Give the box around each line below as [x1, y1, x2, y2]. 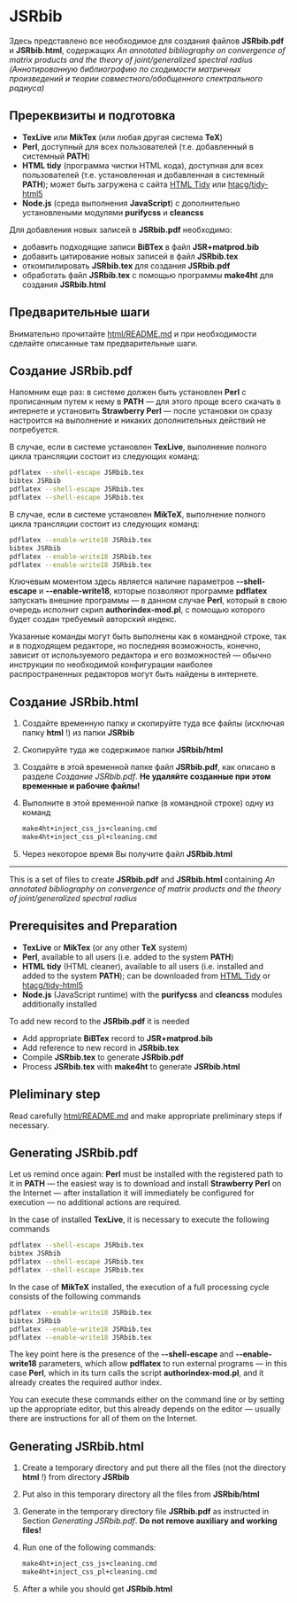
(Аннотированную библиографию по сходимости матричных [9, 64, 241, 74]
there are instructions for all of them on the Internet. [9, 1413, 198, 1424]
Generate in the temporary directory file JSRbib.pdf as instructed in [21, 1506, 270, 1517]
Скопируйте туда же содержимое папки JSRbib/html [21, 744, 224, 755]
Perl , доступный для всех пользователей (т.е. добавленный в [21, 141, 255, 152]
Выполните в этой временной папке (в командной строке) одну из [21, 798, 274, 808]
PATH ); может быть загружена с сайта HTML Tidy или [21, 179, 227, 190]
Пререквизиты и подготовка [9, 108, 176, 123]
